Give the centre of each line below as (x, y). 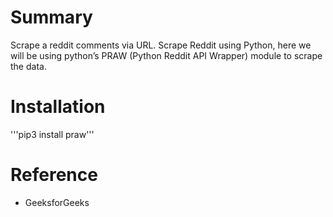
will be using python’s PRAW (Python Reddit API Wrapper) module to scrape (166, 55)
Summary (51, 17)
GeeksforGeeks (57, 202)
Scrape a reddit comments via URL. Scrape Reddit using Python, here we (161, 45)
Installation (58, 107)
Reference (54, 175)
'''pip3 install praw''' (52, 134)
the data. (28, 66)
